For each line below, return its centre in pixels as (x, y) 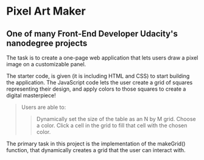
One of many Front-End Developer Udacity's (92, 34)
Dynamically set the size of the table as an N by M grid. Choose (116, 119)
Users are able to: (44, 107)
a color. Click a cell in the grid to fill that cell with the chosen (112, 125)
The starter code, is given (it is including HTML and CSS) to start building (98, 76)
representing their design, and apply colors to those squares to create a (96, 89)
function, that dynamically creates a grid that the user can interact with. (96, 150)
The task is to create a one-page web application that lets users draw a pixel (102, 58)
